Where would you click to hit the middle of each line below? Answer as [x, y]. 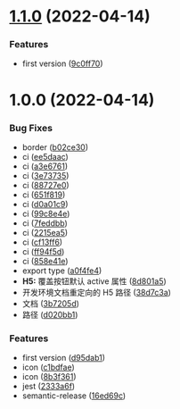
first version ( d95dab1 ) [63, 358]
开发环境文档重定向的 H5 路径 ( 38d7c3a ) [97, 292]
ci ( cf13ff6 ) [42, 242]
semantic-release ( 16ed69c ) [74, 396]
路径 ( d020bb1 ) [50, 314]
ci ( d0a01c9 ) [45, 204]
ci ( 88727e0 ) [45, 185]
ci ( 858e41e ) [45, 261]
